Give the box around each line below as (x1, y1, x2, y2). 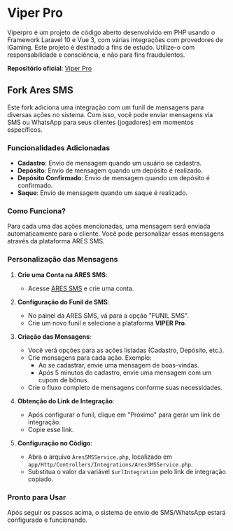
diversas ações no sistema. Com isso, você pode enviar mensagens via (7, 110, 213, 119)
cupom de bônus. (38, 375, 90, 384)
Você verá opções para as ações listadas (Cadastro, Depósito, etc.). (27, 346, 225, 354)
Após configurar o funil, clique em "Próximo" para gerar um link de (27, 410, 220, 419)
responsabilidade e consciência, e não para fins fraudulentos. (7, 51, 185, 59)
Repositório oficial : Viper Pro (7, 64, 92, 72)
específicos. (7, 125, 43, 134)
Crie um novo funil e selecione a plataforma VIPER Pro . (27, 318, 187, 327)
